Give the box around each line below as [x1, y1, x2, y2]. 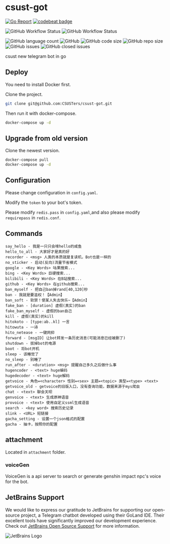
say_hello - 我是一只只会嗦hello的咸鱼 [5, 244, 82, 249]
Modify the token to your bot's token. [5, 199, 83, 206]
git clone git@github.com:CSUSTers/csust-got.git [5, 101, 113, 106]
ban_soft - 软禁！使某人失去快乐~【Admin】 [5, 297, 90, 303]
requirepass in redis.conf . [5, 215, 61, 221]
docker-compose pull [5, 157, 49, 162]
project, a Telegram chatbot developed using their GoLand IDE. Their [21, 512, 165, 518]
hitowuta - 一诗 [5, 324, 38, 330]
